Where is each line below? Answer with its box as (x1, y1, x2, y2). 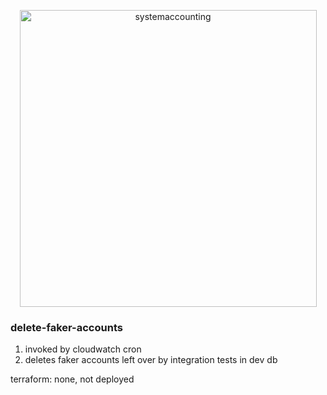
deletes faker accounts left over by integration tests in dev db (24, 354, 278, 366)
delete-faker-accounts (10, 320, 123, 334)
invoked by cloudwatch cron (24, 343, 142, 355)
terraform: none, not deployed (10, 373, 135, 385)
